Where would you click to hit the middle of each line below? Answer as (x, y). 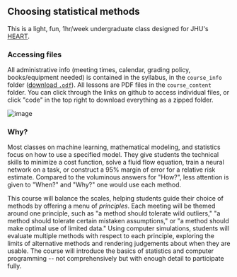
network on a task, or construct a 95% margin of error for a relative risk (111, 170)
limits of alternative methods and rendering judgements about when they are (119, 244)
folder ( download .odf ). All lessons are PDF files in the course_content (110, 85)
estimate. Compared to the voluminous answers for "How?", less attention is (118, 177)
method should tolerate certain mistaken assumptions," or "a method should (118, 221)
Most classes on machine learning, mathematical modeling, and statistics (114, 147)
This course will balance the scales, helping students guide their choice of (116, 199)
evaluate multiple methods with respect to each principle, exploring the (111, 236)
